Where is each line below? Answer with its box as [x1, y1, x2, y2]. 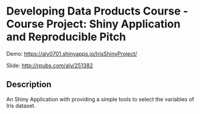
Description [6, 79, 52, 90]
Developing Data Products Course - [6, 4, 188, 18]
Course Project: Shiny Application [6, 17, 181, 31]
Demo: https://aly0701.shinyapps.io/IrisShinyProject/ [6, 50, 138, 57]
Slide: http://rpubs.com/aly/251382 [6, 62, 93, 69]
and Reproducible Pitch [6, 30, 126, 44]
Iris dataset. [6, 102, 36, 109]
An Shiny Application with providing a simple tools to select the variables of [6, 95, 195, 102]
